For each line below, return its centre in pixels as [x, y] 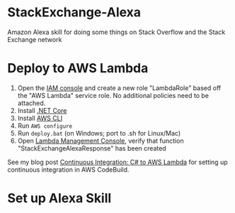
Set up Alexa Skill [59, 198]
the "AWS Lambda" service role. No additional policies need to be [113, 95]
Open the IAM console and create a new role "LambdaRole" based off [119, 88]
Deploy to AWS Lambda [78, 69]
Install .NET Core [42, 110]
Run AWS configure [45, 126]
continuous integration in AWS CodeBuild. [68, 169]
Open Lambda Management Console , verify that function [101, 141]
